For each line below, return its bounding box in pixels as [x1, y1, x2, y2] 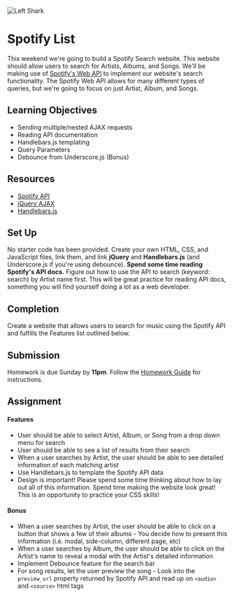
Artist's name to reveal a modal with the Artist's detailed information [17, 551, 213, 560]
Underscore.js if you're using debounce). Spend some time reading [7, 260, 203, 269]
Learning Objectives [7, 104, 98, 116]
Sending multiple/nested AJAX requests [17, 123, 133, 131]
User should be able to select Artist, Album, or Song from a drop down [17, 431, 220, 439]
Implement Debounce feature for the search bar [17, 559, 155, 568]
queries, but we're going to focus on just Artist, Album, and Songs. [7, 84, 199, 92]
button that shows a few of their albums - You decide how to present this [17, 529, 228, 537]
